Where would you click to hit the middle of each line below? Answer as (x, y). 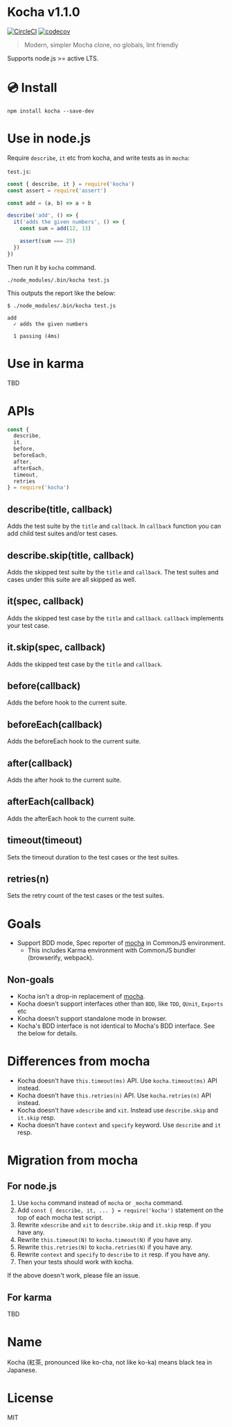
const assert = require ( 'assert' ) (57, 191)
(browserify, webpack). (61, 958)
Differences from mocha (79, 1062)
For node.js (32, 1186)
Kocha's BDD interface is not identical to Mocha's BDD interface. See (116, 1026)
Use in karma (46, 363)
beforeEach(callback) (55, 724)
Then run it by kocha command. (52, 267)
